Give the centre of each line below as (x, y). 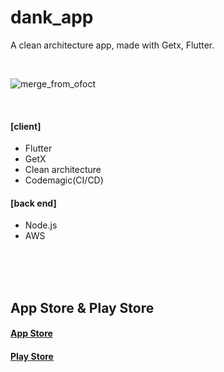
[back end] (33, 203)
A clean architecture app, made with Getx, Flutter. (112, 45)
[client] (26, 126)
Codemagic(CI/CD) (64, 180)
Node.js (41, 225)
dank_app (52, 17)
